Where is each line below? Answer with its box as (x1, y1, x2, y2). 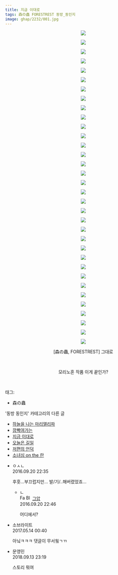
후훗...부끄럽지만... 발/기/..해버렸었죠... (12, 479, 87, 485)
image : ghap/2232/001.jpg (5, 16, 59, 21)
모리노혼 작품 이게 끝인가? (58, 369, 109, 375)
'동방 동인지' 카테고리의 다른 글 (5, 410, 65, 416)
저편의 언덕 (12, 446, 34, 452)
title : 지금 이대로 (5, 7, 40, 12)
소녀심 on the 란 (12, 452, 44, 458)
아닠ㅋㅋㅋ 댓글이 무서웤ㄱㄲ (12, 538, 67, 544)
